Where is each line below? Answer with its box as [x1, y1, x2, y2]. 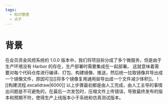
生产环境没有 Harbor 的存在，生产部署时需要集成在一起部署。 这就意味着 [5, 63, 155, 69]
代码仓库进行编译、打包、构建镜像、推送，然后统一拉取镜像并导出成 [22, 69, 163, 75]
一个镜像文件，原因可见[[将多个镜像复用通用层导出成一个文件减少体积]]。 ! [5, 76, 159, 82]
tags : [5, 7, 16, 12]
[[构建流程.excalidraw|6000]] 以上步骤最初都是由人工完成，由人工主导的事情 [5, 82, 163, 88]
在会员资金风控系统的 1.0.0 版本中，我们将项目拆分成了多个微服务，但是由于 [5, 57, 162, 63]
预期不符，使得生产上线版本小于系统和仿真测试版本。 [13, 94, 123, 100]
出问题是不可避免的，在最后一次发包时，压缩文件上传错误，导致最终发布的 [5, 88, 158, 94]
